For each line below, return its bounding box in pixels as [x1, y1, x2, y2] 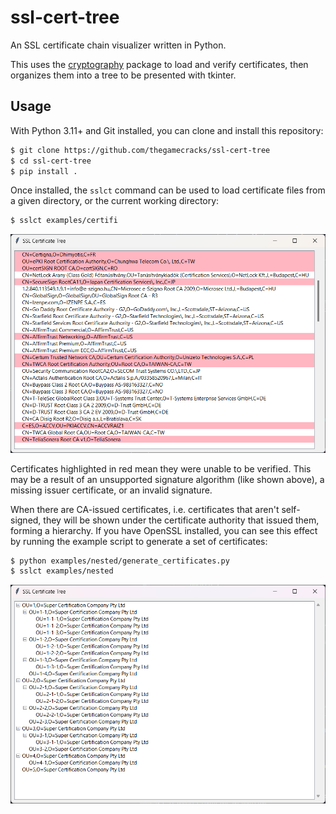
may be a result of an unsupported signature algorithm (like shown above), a [10, 473, 325, 485]
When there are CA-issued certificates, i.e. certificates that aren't [10, 503, 280, 515]
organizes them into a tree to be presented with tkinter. [10, 69, 237, 81]
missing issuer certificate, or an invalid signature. [10, 484, 213, 496]
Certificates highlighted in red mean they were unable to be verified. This [10, 462, 312, 475]
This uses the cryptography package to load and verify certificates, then [10, 58, 309, 70]
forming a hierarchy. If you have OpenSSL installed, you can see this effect [10, 524, 318, 536]
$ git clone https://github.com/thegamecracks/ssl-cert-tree [10, 145, 271, 155]
